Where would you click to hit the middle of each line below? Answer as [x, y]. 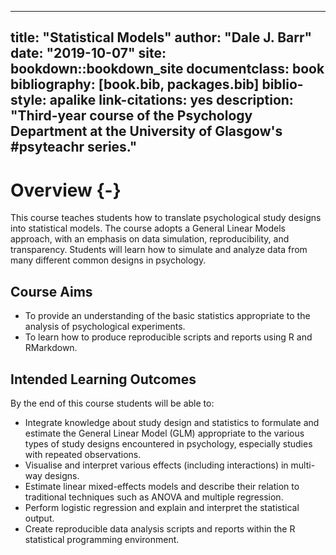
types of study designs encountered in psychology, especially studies [168, 443]
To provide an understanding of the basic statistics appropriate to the [167, 316]
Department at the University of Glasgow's [146, 131]
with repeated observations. [83, 454]
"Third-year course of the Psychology [131, 116]
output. [39, 518]
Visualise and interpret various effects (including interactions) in [156, 465]
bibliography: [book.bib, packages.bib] [135, 84]
